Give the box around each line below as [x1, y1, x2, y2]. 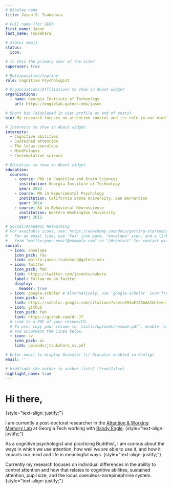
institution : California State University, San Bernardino [18, 196, 147, 201]
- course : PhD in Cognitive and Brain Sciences [14, 177, 118, 182]
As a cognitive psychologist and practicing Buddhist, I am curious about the [5, 441, 165, 447]
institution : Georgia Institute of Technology [18, 181, 120, 187]
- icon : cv [10, 333, 33, 338]
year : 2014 [18, 200, 42, 205]
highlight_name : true [5, 371, 52, 376]
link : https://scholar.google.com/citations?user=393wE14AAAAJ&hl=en [14, 300, 166, 305]
